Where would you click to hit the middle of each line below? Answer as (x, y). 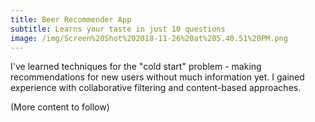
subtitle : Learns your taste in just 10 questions (118, 29)
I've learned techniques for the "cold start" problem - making (136, 67)
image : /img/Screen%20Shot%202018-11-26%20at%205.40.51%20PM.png (149, 38)
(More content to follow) (60, 107)
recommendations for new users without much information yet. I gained (157, 77)
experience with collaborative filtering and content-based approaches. (156, 88)
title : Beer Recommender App (71, 19)
